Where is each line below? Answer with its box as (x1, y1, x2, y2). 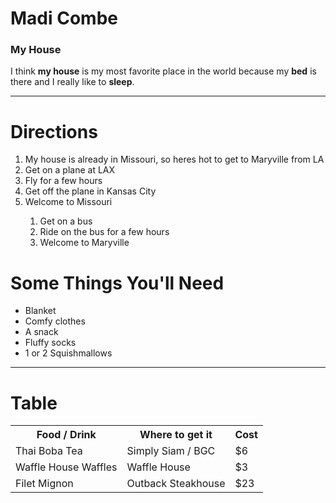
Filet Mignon (15, 477, 74, 491)
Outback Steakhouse (126, 477, 226, 491)
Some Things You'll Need (10, 272, 225, 294)
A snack (24, 326, 59, 338)
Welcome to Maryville (39, 237, 130, 249)
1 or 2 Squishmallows (24, 347, 113, 359)
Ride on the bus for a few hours (39, 226, 170, 238)
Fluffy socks (24, 337, 77, 349)
